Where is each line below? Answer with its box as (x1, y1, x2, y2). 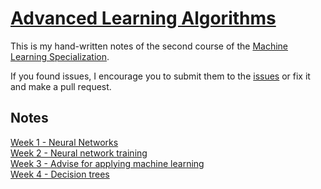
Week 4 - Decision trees (10, 168, 110, 180)
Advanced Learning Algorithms (10, 7, 277, 30)
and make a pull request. (10, 80, 112, 92)
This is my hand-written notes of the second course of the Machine (10, 40, 288, 52)
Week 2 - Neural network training (10, 147, 148, 159)
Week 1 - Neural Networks (10, 136, 119, 148)
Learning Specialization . (10, 50, 110, 62)
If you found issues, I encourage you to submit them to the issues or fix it (10, 70, 311, 82)
